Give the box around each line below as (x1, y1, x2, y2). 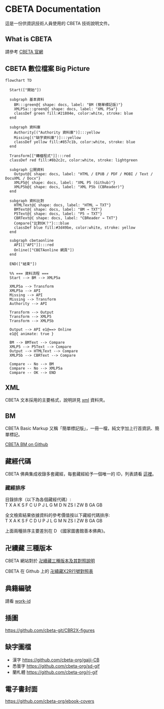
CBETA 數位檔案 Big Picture (5, 65, 90, 73)
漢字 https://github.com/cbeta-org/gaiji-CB (12, 657, 99, 663)
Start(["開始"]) (9, 87, 41, 92)
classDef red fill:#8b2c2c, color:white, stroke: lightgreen (9, 158, 138, 163)
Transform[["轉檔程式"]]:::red (9, 153, 71, 158)
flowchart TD (5, 78, 32, 83)
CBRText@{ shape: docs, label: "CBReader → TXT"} (14, 215, 118, 220)
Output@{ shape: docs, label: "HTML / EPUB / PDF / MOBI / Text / (14, 171, 153, 176)
